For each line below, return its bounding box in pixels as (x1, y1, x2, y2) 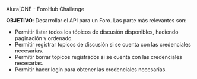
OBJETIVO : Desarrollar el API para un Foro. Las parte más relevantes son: (6, 17, 187, 24)
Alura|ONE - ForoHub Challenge (6, 6, 85, 12)
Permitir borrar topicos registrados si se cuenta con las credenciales (14, 54, 182, 60)
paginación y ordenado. (14, 35, 73, 41)
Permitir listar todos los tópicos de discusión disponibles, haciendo (14, 28, 179, 35)
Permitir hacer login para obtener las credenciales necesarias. (14, 66, 167, 73)
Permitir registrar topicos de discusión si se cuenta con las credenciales (14, 41, 191, 48)
